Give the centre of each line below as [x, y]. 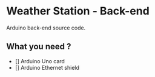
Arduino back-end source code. [46, 28]
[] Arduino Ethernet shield [47, 67]
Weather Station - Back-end [78, 11]
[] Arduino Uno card [40, 61]
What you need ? [39, 47]
